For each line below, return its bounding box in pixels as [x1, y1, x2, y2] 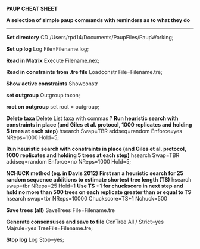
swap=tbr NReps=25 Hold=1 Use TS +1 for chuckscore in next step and [6, 182, 183, 189]
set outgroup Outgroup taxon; [6, 92, 80, 99]
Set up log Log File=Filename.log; [6, 45, 89, 53]
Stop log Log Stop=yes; [6, 236, 64, 243]
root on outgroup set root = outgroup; [6, 103, 99, 110]
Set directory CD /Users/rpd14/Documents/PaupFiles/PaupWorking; [6, 34, 174, 41]
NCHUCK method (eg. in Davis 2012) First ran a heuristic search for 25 [6, 170, 183, 177]
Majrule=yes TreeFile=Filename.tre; [6, 225, 93, 232]
